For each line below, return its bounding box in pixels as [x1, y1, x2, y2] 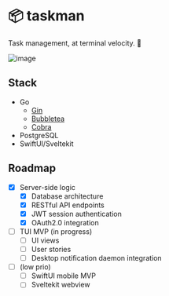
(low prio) [19, 262, 51, 272]
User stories [31, 245, 72, 254]
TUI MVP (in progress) [19, 226, 93, 236]
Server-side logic [19, 182, 76, 192]
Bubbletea [31, 114, 65, 123]
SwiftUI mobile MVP [31, 271, 97, 280]
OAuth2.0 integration [31, 217, 100, 227]
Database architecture [31, 191, 104, 201]
